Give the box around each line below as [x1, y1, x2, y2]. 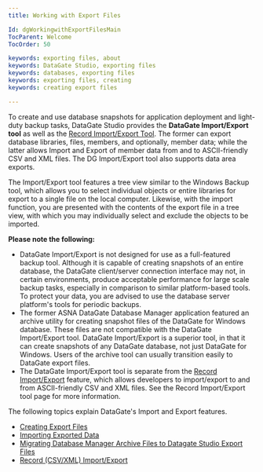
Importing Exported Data [19, 430, 100, 440]
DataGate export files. [19, 358, 91, 368]
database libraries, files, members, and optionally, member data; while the [8, 137, 247, 146]
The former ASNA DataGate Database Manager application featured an [19, 308, 250, 317]
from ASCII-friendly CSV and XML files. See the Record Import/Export [19, 382, 246, 393]
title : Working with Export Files [8, 11, 122, 20]
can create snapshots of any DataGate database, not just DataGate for [19, 341, 247, 350]
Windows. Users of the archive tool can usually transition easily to [19, 349, 233, 359]
